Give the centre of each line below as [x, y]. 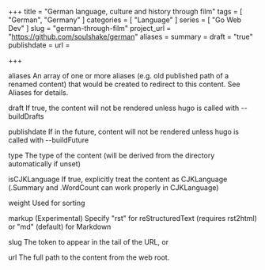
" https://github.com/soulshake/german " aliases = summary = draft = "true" [131, 36]
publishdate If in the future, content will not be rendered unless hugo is [124, 131]
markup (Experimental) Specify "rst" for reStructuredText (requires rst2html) [132, 218]
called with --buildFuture [49, 140]
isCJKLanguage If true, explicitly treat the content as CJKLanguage [118, 179]
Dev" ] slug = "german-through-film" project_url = [90, 28]
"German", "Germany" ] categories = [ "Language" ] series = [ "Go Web [125, 20]
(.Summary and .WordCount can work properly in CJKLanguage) [114, 188]
